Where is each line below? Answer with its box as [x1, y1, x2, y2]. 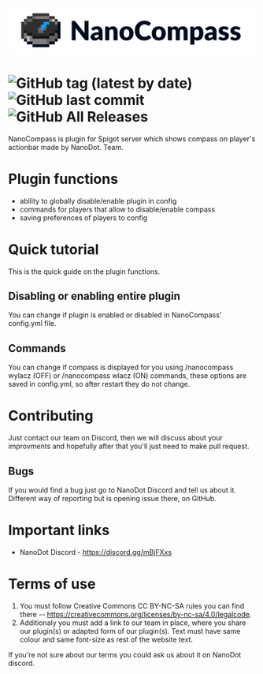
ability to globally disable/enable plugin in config [19, 196, 177, 205]
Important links [8, 522, 110, 539]
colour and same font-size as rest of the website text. [19, 635, 194, 644]
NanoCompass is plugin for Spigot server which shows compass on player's [8, 133, 256, 144]
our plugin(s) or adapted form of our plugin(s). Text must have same [19, 626, 241, 635]
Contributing [8, 407, 94, 425]
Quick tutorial [8, 240, 99, 258]
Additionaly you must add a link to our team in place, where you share [19, 618, 246, 627]
